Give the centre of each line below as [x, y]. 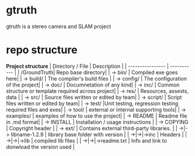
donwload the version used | [40, 147]
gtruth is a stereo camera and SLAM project [58, 26]
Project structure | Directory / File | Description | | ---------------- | [88, 66]
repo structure [42, 50]
